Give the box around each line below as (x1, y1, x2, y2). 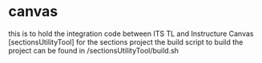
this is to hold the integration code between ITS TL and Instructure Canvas (8, 29, 254, 38)
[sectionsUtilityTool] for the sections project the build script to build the (8, 37, 244, 46)
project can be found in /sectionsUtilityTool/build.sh (8, 45, 179, 55)
